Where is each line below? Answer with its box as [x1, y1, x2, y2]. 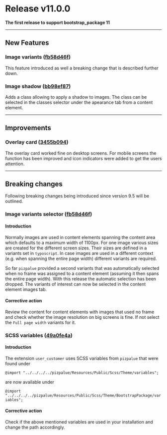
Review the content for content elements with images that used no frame [5, 309, 155, 315]
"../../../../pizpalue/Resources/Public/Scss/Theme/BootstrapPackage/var [5, 393, 162, 398]
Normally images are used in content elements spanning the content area [5, 234, 156, 240]
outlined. [5, 198, 23, 205]
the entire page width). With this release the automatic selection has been [5, 275, 157, 282]
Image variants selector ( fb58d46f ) [5, 211, 92, 217]
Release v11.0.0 [5, 3, 71, 14]
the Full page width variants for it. [5, 319, 76, 325]
